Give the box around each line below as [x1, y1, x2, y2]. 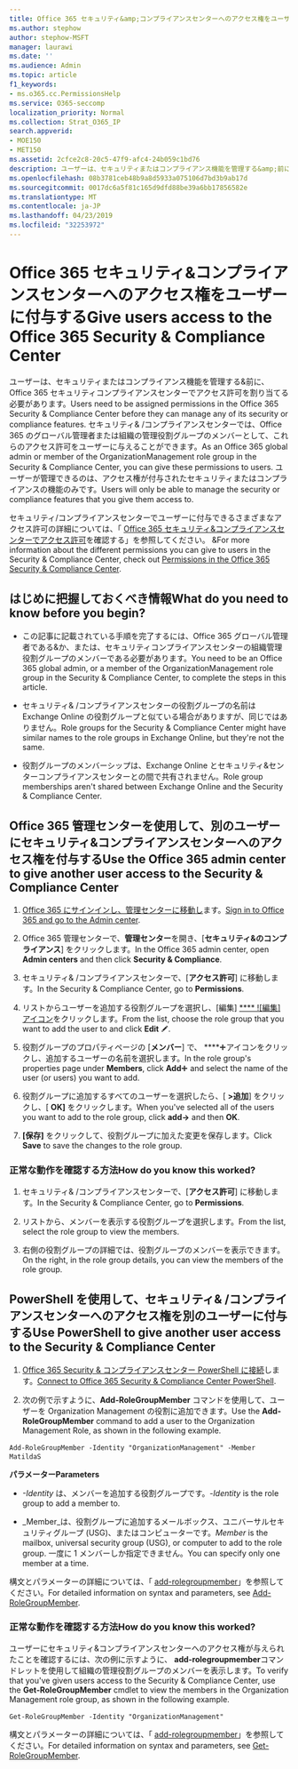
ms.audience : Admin [9, 61, 82, 70]
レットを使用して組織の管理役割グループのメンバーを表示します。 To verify [16, 1665, 289, 1676]
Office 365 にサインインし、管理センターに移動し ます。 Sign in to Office [21, 905, 285, 916]
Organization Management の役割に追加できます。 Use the [47, 1405, 260, 1416]
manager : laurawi [9, 43, 74, 52]
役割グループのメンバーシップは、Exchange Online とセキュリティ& [21, 760, 269, 771]
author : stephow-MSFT [9, 33, 90, 42]
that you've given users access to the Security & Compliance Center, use [9, 1675, 276, 1685]
